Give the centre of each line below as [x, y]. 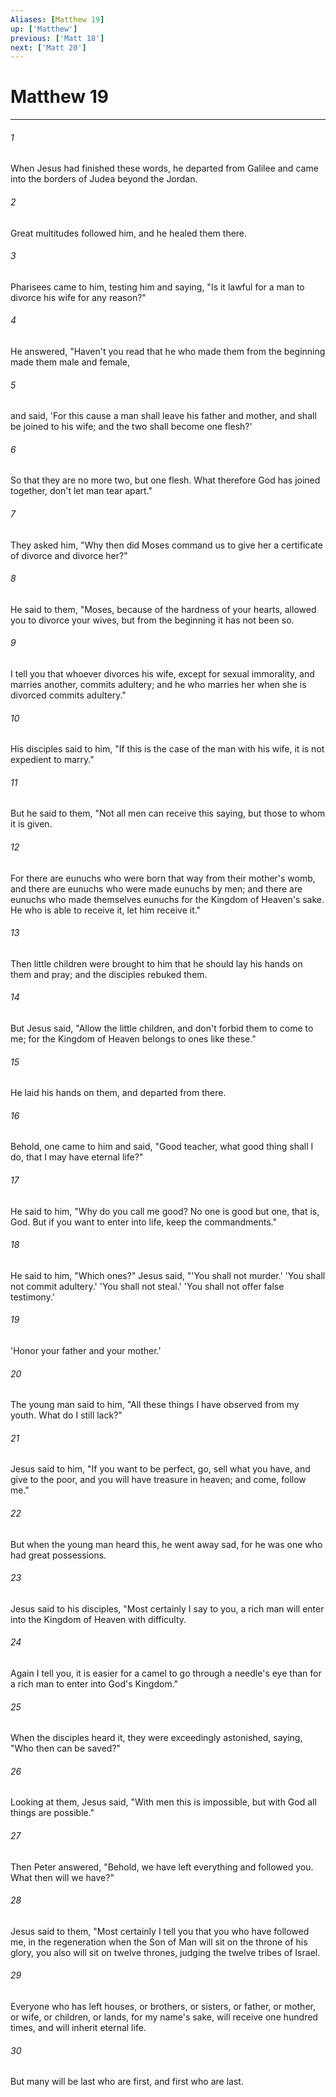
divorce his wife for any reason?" [78, 297]
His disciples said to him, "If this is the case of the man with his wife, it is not [167, 749]
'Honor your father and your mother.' [86, 1351]
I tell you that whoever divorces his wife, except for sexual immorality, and [162, 674]
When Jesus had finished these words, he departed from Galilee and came [164, 168]
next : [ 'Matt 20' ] [48, 47]
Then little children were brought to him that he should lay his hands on [156, 963]
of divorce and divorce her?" [69, 555]
